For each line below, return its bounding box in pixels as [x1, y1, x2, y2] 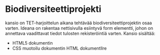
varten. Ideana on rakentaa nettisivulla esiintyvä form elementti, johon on [5, 25, 153, 31]
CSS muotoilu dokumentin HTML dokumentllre [12, 45, 107, 51]
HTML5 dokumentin [12, 40, 53, 46]
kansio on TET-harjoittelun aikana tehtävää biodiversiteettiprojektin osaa [5, 20, 152, 26]
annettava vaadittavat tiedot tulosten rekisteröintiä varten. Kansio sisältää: [5, 30, 156, 36]
